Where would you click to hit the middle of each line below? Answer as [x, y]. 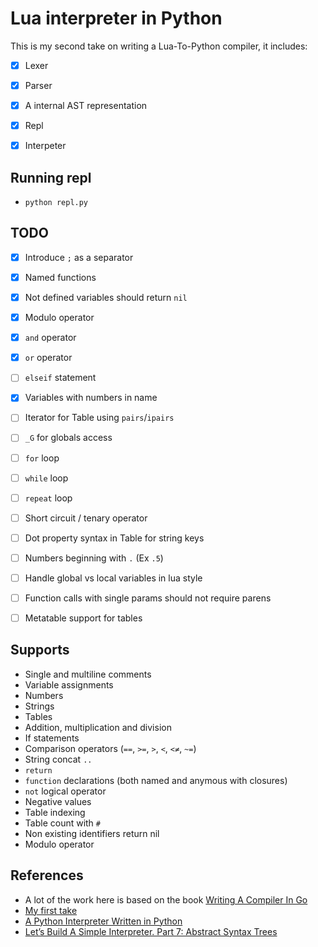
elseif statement [60, 378]
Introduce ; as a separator [79, 257]
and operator [50, 338]
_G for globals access [68, 438]
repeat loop [48, 498]
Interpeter [45, 146]
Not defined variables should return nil [106, 297]
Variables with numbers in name [91, 398]
